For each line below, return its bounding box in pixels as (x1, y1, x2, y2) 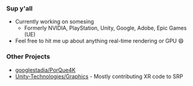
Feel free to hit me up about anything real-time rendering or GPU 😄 (15, 38, 184, 45)
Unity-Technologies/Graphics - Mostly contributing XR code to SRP (15, 73, 183, 80)
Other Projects (6, 53, 50, 61)
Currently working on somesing (15, 18, 94, 25)
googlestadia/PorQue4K (15, 66, 76, 73)
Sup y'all (6, 4, 33, 13)
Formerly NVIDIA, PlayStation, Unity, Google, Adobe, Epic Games (24, 24, 187, 31)
